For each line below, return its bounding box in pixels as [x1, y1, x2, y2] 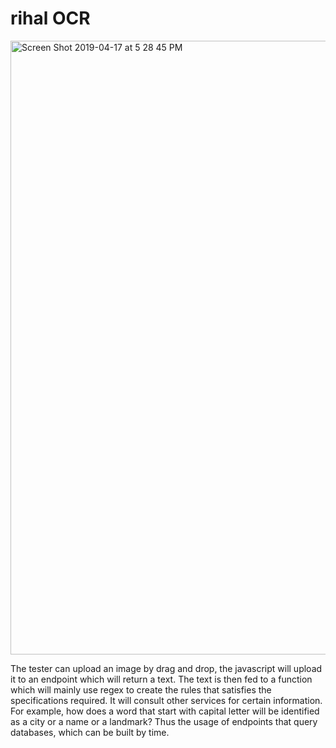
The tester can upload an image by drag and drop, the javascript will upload [10, 662, 323, 674]
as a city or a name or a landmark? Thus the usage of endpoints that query [10, 715, 318, 727]
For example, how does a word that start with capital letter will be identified [10, 705, 320, 717]
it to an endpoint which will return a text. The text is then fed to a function [10, 673, 313, 685]
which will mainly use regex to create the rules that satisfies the [10, 683, 272, 696]
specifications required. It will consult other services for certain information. [10, 694, 323, 706]
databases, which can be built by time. [10, 726, 170, 738]
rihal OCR [10, 7, 91, 30]
